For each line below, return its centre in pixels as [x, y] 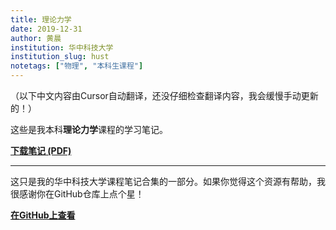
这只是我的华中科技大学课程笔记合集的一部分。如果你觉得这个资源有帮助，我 [168, 181]
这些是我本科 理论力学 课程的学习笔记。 [89, 129]
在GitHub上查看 [43, 215]
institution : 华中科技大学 [62, 47]
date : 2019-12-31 [46, 29]
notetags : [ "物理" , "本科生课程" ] [77, 66]
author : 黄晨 [36, 38]
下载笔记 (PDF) [41, 150]
